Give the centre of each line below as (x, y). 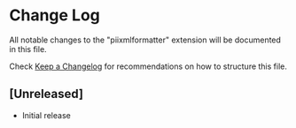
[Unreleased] (47, 94)
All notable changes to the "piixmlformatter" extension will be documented (145, 40)
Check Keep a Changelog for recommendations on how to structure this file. (148, 66)
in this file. (28, 49)
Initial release (46, 115)
